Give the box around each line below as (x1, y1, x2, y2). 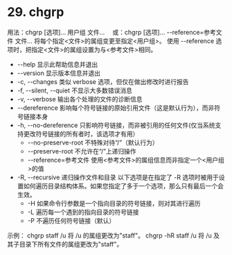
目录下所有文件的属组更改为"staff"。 (19, 240, 123, 248)
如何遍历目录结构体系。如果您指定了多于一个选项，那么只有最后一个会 (23, 181, 224, 190)
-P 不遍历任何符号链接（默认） (27, 216, 116, 224)
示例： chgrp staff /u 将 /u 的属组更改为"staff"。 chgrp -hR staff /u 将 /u (7, 231, 213, 240)
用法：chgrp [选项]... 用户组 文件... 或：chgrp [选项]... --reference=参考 (7, 28, 217, 36)
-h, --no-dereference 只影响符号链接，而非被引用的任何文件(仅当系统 (17, 121, 216, 129)
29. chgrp (7, 4, 64, 20)
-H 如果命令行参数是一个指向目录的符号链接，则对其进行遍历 (27, 199, 201, 207)
